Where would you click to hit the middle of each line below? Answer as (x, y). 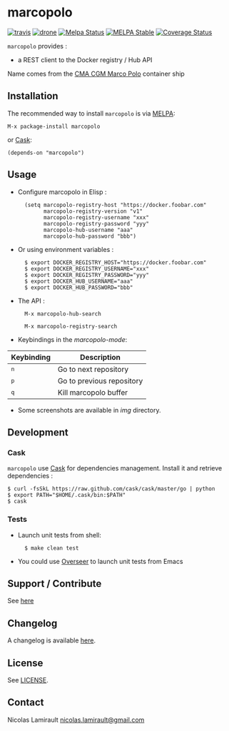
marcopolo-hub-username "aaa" (88, 230)
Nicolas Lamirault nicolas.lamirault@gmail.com (76, 720)
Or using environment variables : (66, 249)
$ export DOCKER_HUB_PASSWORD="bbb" (79, 287)
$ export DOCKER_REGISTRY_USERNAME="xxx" (87, 268)
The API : (31, 301)
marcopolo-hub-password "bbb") (90, 236)
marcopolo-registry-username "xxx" (97, 217)
